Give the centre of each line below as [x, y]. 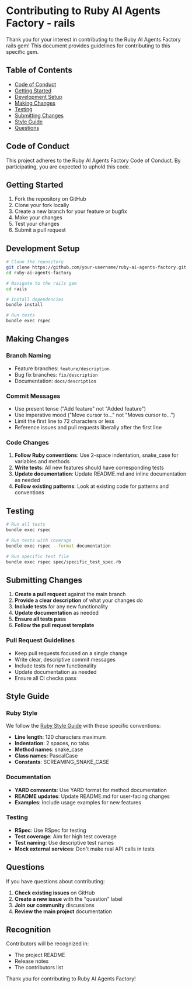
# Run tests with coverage [39, 540]
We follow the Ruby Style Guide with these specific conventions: [83, 726]
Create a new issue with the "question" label [68, 899]
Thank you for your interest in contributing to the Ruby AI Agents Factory [93, 39]
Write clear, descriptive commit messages [65, 659]
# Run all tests [26, 525]
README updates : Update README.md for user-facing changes [92, 796]
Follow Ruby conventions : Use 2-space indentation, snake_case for [97, 455]
